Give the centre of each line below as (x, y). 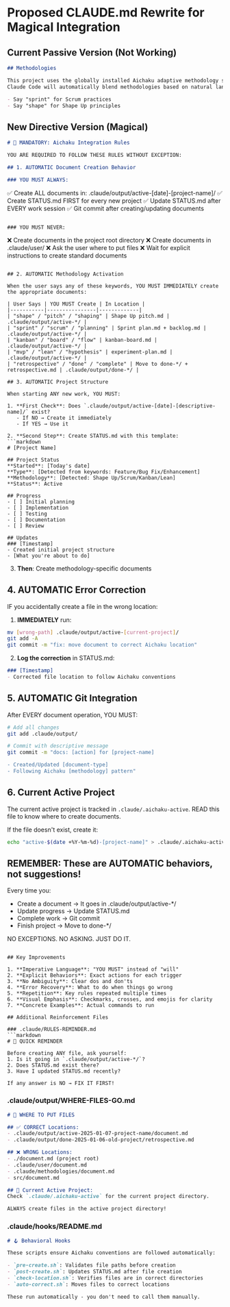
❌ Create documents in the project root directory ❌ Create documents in (109, 240)
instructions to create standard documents (67, 256)
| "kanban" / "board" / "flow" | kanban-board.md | (82, 340)
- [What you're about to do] (49, 556)
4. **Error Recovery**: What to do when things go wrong (90, 988)
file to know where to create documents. (64, 816)
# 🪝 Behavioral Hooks (39, 1241)
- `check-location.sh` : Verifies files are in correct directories (105, 1278)
